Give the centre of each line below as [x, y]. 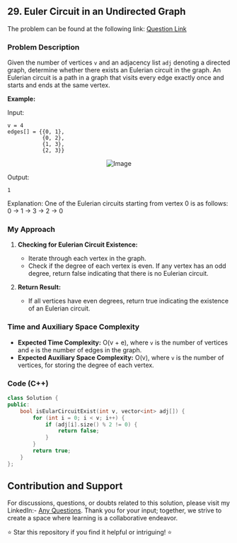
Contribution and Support [65, 486]
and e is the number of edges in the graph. [80, 349]
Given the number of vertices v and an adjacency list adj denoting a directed [119, 62]
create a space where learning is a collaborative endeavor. [93, 518]
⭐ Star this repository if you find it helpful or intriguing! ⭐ [89, 532]
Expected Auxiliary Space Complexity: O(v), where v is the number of [121, 357]
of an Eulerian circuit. [59, 308]
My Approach [31, 230]
